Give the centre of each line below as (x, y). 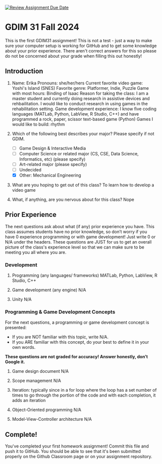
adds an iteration (29, 400)
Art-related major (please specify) (53, 164)
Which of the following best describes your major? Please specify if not (83, 133)
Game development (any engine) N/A (49, 290)
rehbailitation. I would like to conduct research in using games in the (80, 103)
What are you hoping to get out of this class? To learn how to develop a (83, 185)
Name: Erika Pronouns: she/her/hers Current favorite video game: (77, 83)
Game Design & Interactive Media (52, 148)
